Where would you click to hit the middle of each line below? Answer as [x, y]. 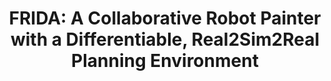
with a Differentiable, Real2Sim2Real [165, 39]
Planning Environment [165, 61]
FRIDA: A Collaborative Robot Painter [165, 18]
